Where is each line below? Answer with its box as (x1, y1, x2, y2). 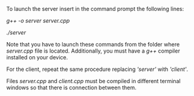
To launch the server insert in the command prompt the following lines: (6, 6, 184, 12)
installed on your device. (6, 54, 68, 61)
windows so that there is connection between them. (6, 84, 137, 91)
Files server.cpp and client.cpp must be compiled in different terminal (6, 78, 181, 84)
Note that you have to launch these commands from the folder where (6, 41, 180, 48)
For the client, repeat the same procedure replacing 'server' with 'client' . (6, 65, 189, 73)
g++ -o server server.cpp (6, 17, 70, 24)
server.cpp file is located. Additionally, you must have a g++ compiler (6, 47, 181, 54)
